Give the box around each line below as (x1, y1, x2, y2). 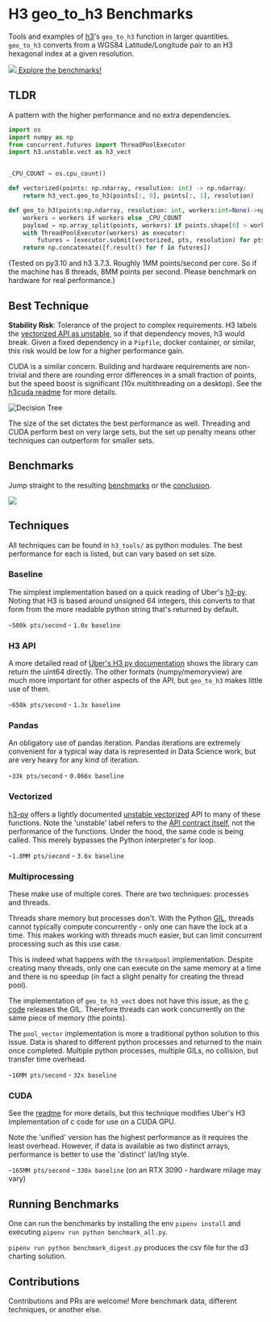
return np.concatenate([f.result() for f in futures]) (23, 243, 211, 252)
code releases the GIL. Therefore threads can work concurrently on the (8, 1004, 245, 1014)
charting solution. (8, 1251, 67, 1262)
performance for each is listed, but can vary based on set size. (8, 549, 217, 559)
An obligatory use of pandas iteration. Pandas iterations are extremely (8, 738, 241, 748)
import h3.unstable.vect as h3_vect (8, 148, 131, 156)
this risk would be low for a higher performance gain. (8, 346, 185, 355)
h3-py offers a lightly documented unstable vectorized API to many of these (8, 809, 261, 819)
